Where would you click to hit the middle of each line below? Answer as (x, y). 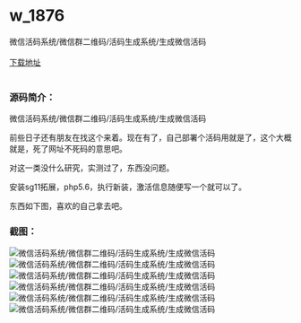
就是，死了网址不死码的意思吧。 (68, 149)
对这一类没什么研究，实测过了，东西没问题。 (92, 168)
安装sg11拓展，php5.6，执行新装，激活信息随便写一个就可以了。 (128, 187)
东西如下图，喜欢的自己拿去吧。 (68, 206)
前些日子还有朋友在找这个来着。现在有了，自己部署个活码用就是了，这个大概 (150, 138)
